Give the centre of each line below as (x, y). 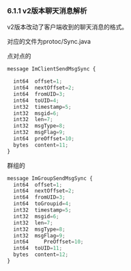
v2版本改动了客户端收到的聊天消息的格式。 (68, 27)
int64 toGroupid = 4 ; (42, 204)
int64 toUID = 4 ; (36, 101)
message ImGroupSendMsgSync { (50, 178)
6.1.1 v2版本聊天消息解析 (47, 10)
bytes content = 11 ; (41, 145)
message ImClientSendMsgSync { (52, 69)
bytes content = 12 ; (41, 255)
